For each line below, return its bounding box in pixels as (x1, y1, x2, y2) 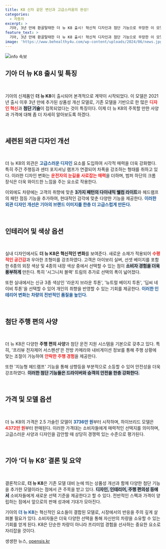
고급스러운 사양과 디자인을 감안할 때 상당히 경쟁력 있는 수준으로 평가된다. (5, 431, 145, 437)
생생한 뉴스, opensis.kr (5, 538, 50, 544)
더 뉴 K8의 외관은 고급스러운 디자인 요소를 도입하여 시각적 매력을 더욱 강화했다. (5, 160, 157, 166)
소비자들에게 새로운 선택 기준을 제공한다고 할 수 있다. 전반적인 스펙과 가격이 (10, 492, 156, 498)
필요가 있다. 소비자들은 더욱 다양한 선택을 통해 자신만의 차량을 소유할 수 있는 (14, 515, 161, 521)
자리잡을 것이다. (5, 527, 36, 533)
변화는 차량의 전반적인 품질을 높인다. (18, 292, 87, 298)
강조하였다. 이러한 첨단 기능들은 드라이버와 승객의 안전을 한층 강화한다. (5, 370, 140, 375)
